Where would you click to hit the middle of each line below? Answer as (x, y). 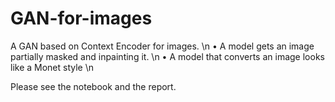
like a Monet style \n (52, 67)
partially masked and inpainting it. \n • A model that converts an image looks (167, 56)
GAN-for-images (81, 18)
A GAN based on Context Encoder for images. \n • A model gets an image (162, 46)
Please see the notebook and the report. (93, 86)
